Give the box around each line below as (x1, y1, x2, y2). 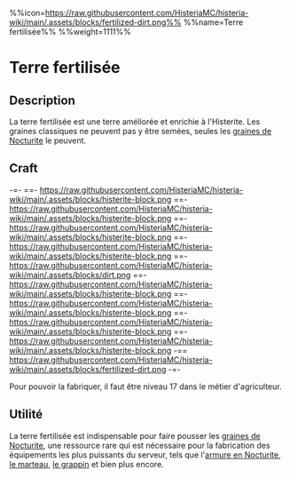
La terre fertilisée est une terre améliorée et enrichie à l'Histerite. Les (9, 116, 261, 127)
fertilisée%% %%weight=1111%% (9, 27, 131, 36)
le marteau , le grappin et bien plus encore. (9, 458, 164, 469)
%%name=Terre (183, 17, 244, 28)
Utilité (9, 407, 43, 422)
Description (9, 92, 75, 108)
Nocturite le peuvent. (9, 135, 87, 146)
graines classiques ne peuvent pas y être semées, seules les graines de (9, 126, 272, 136)
